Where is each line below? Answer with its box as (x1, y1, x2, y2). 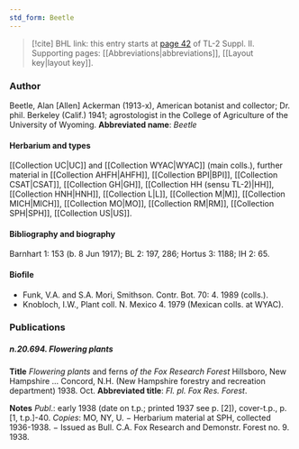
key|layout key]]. (31, 57, 94, 68)
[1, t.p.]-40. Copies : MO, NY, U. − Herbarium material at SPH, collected (9, 412, 272, 424)
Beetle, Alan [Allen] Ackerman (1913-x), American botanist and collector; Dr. (9, 100, 291, 111)
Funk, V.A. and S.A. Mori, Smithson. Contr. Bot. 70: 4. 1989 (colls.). (22, 289, 268, 300)
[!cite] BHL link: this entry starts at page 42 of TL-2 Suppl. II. (31, 38, 255, 49)
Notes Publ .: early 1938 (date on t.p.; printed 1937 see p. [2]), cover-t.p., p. (9, 403, 287, 414)
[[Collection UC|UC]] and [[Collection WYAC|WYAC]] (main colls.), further (9, 160, 284, 171)
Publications (9, 321, 66, 334)
